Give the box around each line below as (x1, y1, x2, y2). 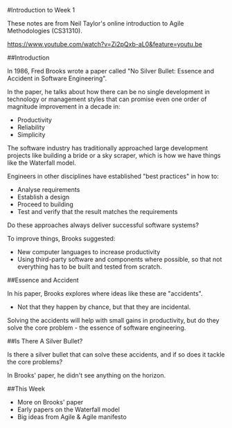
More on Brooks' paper (17, 398, 84, 406)
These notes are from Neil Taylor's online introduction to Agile (7, 19, 184, 27)
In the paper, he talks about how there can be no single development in (7, 88, 210, 96)
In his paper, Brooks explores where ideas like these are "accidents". (7, 289, 203, 297)
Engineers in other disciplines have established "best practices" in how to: (7, 172, 220, 180)
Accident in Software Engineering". (7, 74, 107, 82)
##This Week (7, 384, 45, 393)
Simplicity (17, 131, 46, 139)
